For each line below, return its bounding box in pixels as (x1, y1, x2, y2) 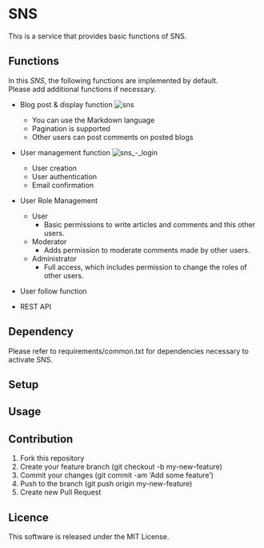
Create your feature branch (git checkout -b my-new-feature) (19, 462, 222, 472)
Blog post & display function (19, 99, 114, 109)
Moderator (31, 237, 67, 246)
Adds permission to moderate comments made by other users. (43, 245, 250, 254)
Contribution (8, 432, 74, 446)
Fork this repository (19, 454, 85, 463)
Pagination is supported (31, 123, 110, 133)
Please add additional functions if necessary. (8, 84, 157, 94)
